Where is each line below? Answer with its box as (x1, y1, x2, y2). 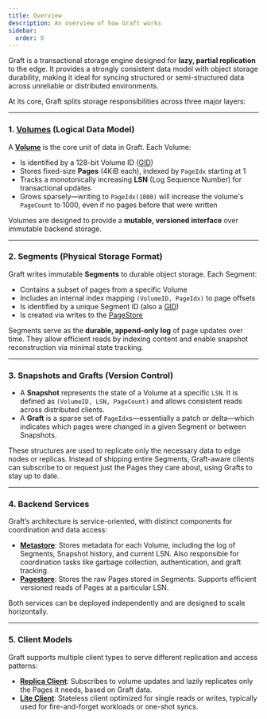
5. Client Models (8, 635, 73, 646)
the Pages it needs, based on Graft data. (19, 685, 153, 694)
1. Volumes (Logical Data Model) (8, 124, 135, 136)
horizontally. (8, 607, 49, 616)
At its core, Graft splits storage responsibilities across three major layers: (8, 96, 246, 106)
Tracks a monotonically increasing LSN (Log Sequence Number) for (19, 175, 242, 184)
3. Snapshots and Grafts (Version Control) (8, 370, 173, 381)
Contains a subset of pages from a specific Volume (19, 285, 188, 294)
